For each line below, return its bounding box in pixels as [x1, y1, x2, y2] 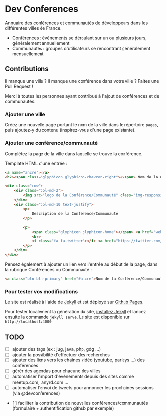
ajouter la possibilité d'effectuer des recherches [12, 352, 110, 357]
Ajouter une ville [5, 111, 45, 118]
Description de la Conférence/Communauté [31, 211, 119, 216]
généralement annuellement [12, 40, 70, 46]
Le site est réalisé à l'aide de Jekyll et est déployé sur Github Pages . [5, 299, 144, 305]
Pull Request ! [5, 83, 33, 89]
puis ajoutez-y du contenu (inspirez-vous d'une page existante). [5, 127, 136, 133]
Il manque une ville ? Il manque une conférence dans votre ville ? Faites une [5, 78, 159, 84]
